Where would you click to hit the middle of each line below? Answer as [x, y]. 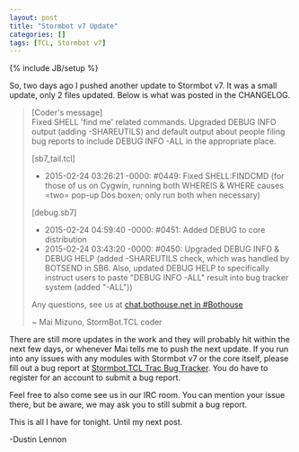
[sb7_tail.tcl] [53, 159]
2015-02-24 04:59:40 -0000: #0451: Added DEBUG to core [155, 230]
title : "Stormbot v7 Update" [64, 26]
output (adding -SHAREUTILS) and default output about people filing [158, 132]
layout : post [34, 18]
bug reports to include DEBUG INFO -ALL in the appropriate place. [154, 141]
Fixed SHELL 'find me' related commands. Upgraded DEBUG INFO [154, 122]
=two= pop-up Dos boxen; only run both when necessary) [152, 195]
